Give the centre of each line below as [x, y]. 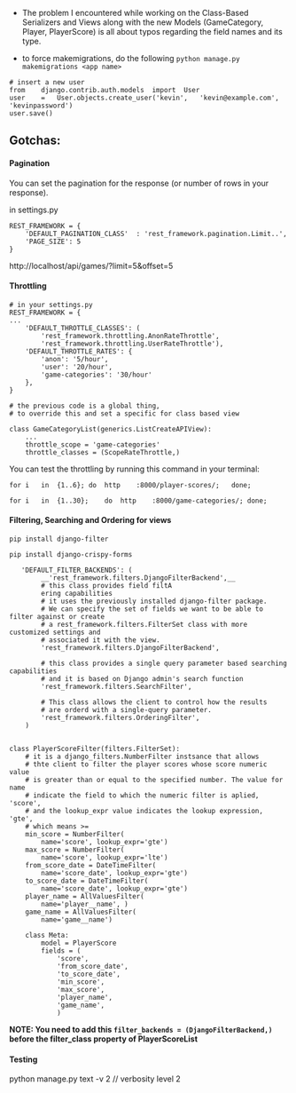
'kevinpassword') [41, 106]
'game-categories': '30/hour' [97, 375]
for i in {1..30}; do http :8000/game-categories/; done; [138, 501]
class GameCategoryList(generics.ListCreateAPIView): [111, 429]
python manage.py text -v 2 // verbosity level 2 [95, 1079]
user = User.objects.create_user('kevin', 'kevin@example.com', [144, 98]
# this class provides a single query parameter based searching [164, 663]
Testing [23, 1059]
